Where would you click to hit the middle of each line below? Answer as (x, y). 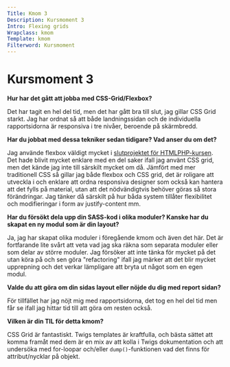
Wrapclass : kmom (30, 33)
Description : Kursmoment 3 (46, 20)
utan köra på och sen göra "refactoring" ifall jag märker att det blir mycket (112, 259)
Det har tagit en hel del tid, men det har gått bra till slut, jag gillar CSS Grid (112, 111)
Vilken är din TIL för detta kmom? (56, 321)
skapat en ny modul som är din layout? (63, 224)
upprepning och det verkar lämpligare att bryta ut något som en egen (105, 267)
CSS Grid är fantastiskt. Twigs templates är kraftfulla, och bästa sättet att (110, 334)
